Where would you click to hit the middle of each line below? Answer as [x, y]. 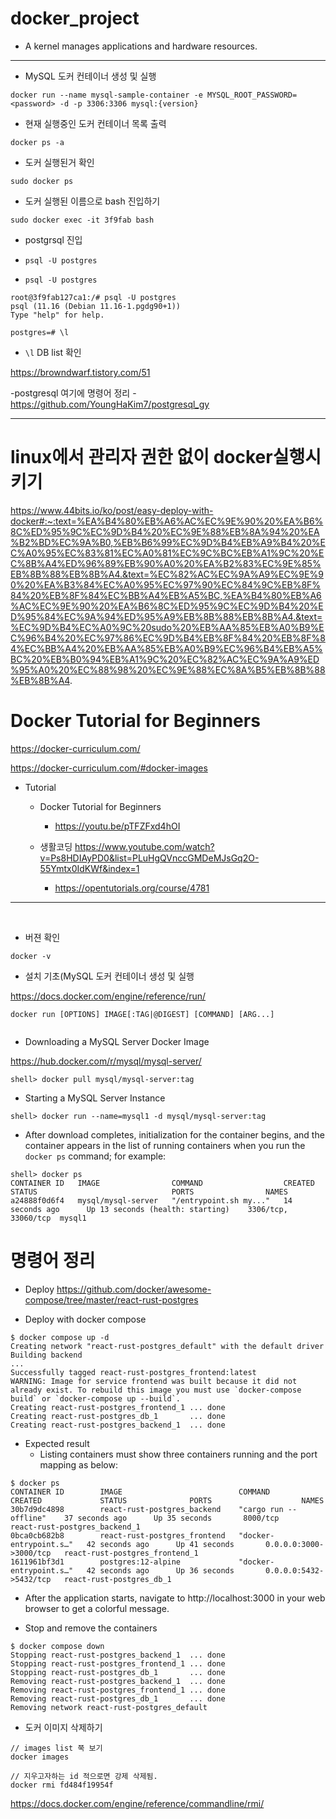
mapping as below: [78, 1464]
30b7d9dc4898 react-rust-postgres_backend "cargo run [147, 1509]
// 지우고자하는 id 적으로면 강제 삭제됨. [84, 1776]
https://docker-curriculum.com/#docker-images [109, 768]
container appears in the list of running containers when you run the [165, 1145]
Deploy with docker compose [85, 1319]
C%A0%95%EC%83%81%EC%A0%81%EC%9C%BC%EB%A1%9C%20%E [167, 553]
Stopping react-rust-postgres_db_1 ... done [118, 1672]
